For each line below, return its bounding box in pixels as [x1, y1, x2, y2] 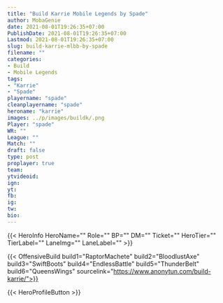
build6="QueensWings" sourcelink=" [7, 267, 114, 275]
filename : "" [7, 50, 45, 57]
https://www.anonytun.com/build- [113, 267, 211, 275]
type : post [7, 153, 39, 161]
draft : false [7, 147, 45, 154]
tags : [7, 75, 23, 83]
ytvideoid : [7, 173, 39, 180]
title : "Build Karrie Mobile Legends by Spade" [7, 10, 149, 17]
